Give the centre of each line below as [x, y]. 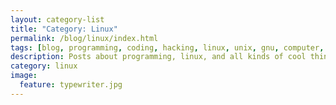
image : [24, 76]
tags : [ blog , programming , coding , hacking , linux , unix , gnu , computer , [167, 47]
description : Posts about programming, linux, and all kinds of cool [158, 57]
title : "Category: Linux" [64, 29]
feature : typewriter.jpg [71, 85]
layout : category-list [57, 19]
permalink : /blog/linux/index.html [84, 38]
